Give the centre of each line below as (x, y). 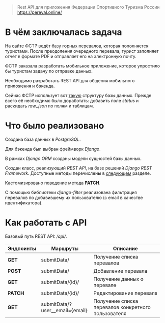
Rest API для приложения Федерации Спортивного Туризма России (88, 7)
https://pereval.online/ (40, 12)
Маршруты (65, 248)
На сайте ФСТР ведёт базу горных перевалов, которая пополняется (77, 46)
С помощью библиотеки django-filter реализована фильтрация (71, 192)
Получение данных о (118, 279)
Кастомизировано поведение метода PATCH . (53, 183)
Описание (125, 248)
